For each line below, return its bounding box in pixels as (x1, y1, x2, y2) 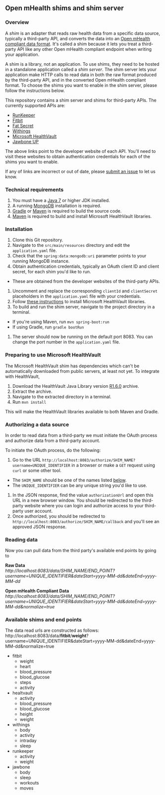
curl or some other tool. (12, 467, 62, 473)
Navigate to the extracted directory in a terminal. (12, 393, 111, 400)
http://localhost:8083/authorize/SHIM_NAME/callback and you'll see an (12, 518, 160, 524)
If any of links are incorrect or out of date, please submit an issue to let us (5, 168, 156, 174)
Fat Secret (12, 122, 34, 128)
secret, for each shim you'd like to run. (12, 269, 91, 275)
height (19, 711, 33, 717)
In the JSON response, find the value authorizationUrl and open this (12, 492, 154, 498)
